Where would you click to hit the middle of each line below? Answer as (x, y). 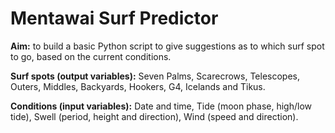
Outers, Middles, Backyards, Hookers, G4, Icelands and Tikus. (138, 86)
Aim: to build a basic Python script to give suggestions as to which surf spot (167, 46)
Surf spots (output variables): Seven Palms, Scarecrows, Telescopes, (155, 76)
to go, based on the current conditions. (91, 56)
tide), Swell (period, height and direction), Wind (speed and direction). (154, 116)
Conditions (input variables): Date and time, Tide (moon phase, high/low (161, 106)
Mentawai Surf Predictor (114, 18)
